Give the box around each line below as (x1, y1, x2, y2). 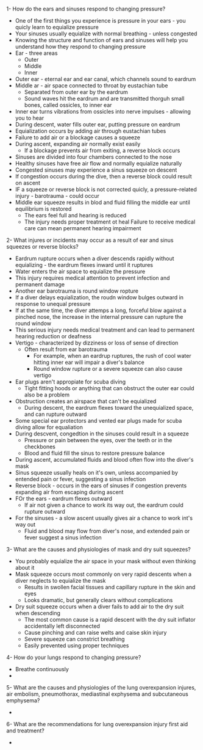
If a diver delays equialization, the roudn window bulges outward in (15, 294, 184, 301)
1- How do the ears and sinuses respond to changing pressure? (6, 5, 166, 12)
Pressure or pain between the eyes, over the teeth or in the (24, 437, 173, 443)
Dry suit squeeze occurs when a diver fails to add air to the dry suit (15, 603, 184, 610)
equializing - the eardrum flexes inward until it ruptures (15, 261, 154, 268)
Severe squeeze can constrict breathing (24, 635, 125, 643)
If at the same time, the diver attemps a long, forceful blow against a (15, 307, 187, 314)
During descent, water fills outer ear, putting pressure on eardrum (15, 121, 181, 128)
